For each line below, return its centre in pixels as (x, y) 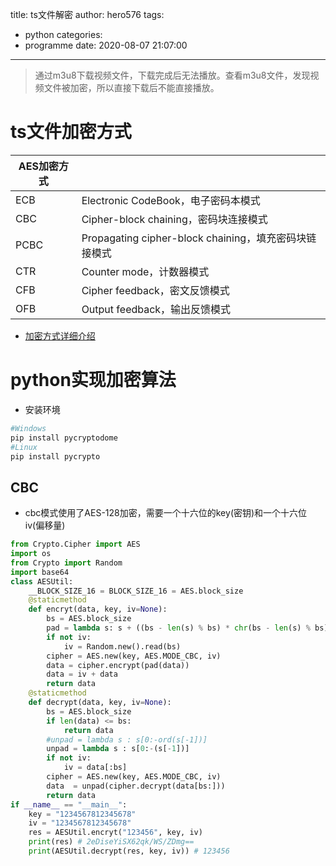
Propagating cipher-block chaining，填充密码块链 (199, 238)
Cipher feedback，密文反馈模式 (155, 290)
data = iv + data (82, 674)
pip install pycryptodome (64, 438)
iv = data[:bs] (95, 768)
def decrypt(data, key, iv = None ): (100, 703)
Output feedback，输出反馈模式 (156, 309)
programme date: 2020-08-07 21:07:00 (106, 45)
